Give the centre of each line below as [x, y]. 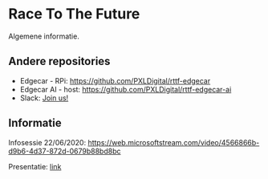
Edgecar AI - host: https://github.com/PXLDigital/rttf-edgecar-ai [126, 89]
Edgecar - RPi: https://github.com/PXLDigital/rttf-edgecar [115, 80]
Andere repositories [59, 61]
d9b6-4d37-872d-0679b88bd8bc [65, 151]
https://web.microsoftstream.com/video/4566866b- [174, 142]
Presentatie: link [35, 166]
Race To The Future [74, 14]
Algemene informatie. [44, 36]
